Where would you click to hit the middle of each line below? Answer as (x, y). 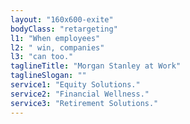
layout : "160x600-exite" (62, 19)
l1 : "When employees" (55, 38)
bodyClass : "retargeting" (64, 29)
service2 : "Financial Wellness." (80, 94)
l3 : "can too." (42, 57)
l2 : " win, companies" (57, 47)
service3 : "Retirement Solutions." (84, 103)
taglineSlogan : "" (48, 76)
